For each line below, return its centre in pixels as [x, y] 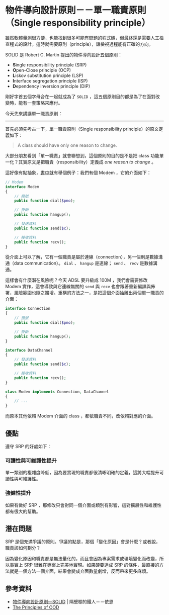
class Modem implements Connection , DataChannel [57, 392]
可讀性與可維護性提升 [31, 461]
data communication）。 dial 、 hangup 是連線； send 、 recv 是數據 [83, 263]
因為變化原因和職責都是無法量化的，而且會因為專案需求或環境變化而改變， [82, 559]
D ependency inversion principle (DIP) [51, 86]
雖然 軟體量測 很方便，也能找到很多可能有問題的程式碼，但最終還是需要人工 [82, 38]
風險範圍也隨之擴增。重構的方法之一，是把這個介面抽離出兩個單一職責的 [89, 293]
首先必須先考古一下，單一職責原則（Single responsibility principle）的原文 [82, 129]
